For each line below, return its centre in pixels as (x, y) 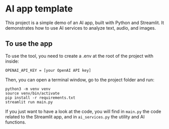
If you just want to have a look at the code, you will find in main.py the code (83, 111)
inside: (12, 61)
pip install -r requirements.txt (40, 98)
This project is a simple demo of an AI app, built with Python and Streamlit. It (84, 23)
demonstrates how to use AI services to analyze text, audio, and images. (81, 28)
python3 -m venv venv (28, 89)
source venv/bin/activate (32, 93)
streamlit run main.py (29, 102)
